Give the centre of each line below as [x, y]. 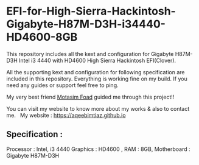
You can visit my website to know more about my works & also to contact [98, 108]
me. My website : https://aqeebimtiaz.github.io [66, 115]
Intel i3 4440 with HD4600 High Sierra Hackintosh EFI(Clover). [98, 60]
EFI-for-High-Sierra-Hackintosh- [91, 11]
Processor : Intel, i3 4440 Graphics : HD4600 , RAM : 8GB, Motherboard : [98, 149]
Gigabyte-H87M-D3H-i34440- [86, 24]
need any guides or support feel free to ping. [62, 85]
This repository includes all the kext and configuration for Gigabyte [90, 54]
